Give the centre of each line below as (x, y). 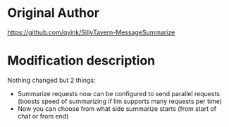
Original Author (54, 13)
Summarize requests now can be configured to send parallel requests (119, 93)
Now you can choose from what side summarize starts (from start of (117, 108)
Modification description (81, 61)
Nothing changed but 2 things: (52, 80)
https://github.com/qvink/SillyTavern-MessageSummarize (91, 32)
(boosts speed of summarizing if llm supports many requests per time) (120, 101)
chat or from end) (43, 116)
